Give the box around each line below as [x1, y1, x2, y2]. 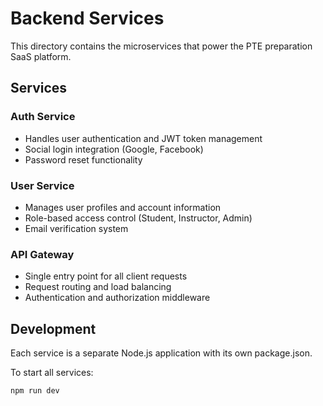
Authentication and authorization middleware [24, 292, 211, 304]
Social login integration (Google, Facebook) [24, 143, 204, 155]
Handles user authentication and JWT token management [24, 132, 263, 144]
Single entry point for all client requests [24, 270, 188, 282]
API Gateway [10, 247, 75, 261]
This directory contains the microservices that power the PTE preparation [10, 40, 313, 52]
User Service [10, 178, 75, 192]
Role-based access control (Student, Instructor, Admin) [24, 212, 253, 224]
